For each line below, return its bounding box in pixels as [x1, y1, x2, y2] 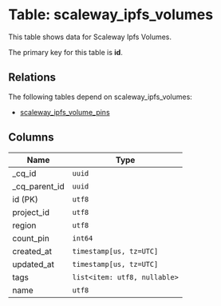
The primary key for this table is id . [8, 47, 124, 57]
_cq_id [12, 168, 37, 179]
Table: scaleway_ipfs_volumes [8, 6, 214, 24]
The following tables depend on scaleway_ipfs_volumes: [8, 92, 193, 101]
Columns [8, 130, 54, 145]
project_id [12, 206, 50, 217]
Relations [8, 70, 57, 85]
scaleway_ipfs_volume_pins [19, 107, 110, 117]
